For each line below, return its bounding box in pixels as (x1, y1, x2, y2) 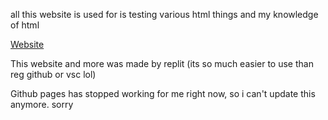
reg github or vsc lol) (10, 69, 97, 80)
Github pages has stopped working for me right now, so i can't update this (10, 88, 316, 99)
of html (10, 19, 40, 31)
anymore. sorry (10, 99, 74, 110)
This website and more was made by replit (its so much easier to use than (10, 58, 314, 69)
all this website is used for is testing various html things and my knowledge (10, 9, 319, 20)
